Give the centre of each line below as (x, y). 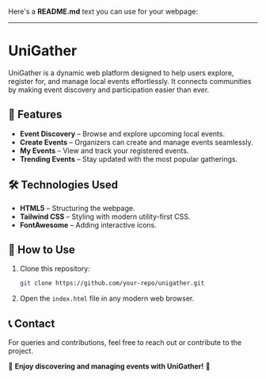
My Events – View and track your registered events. (104, 151)
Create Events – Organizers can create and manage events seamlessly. (136, 142)
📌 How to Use (42, 249)
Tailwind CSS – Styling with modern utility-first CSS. (105, 216)
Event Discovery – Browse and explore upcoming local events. (122, 133)
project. (21, 351)
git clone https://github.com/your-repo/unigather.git (112, 283)
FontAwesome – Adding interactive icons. (88, 224)
